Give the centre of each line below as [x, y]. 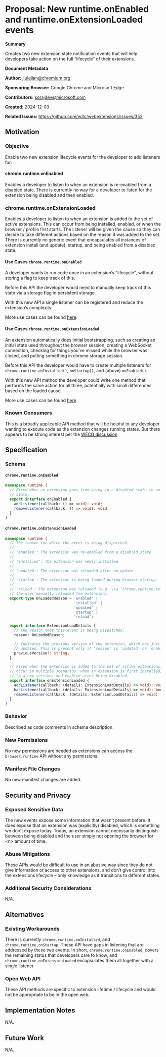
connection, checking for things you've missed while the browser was [76, 350]
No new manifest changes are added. [43, 780]
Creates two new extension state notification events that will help [71, 54]
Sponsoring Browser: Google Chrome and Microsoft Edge [65, 87]
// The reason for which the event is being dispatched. [69, 543]
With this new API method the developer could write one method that [75, 380]
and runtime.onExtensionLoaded [74, 20]
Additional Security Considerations [48, 888]
